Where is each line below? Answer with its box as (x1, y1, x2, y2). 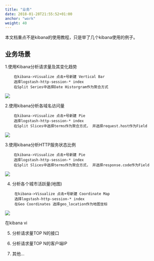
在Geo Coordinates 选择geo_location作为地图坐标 (14, 202, 108, 207)
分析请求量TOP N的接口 (12, 230, 60, 236)
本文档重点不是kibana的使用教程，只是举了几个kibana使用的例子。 (5, 34, 138, 40)
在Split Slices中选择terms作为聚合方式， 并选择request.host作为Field (14, 124, 148, 129)
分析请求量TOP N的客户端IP (12, 241, 68, 246)
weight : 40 (5, 20, 27, 26)
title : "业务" (5, 7, 32, 12)
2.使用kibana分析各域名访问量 (5, 103, 65, 109)
